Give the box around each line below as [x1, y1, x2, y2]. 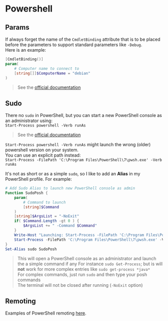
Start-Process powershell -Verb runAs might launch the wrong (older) [5, 142, 151, 148]
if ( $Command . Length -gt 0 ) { [14, 219, 79, 224]
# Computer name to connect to [14, 66, 79, 71]
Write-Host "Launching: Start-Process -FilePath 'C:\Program [14, 232, 144, 238]
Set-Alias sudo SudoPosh [5, 247, 57, 252]
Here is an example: [5, 47, 46, 53]
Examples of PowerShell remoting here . [5, 310, 86, 316]
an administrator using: [5, 118, 52, 124]
